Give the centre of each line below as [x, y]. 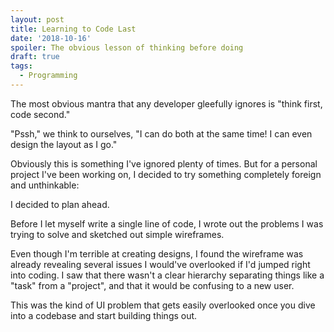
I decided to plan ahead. [60, 204]
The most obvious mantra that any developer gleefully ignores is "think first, [166, 103]
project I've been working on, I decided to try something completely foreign [166, 174]
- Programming [48, 76]
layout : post [37, 19]
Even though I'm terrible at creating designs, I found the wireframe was [157, 253]
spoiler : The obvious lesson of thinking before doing [127, 47]
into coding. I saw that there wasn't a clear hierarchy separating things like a [167, 275]
